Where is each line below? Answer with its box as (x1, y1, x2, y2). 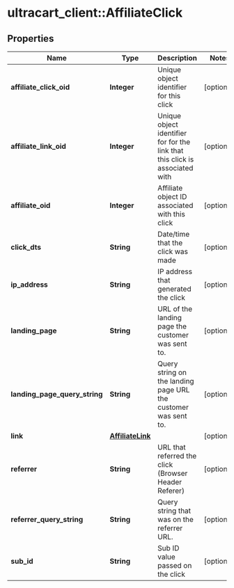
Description (157, 54, 197, 63)
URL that (157, 443, 186, 452)
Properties (7, 33, 54, 45)
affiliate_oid (10, 200, 51, 210)
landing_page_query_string (10, 390, 103, 399)
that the (157, 238, 183, 248)
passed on (157, 561, 192, 570)
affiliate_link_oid (10, 141, 66, 151)
